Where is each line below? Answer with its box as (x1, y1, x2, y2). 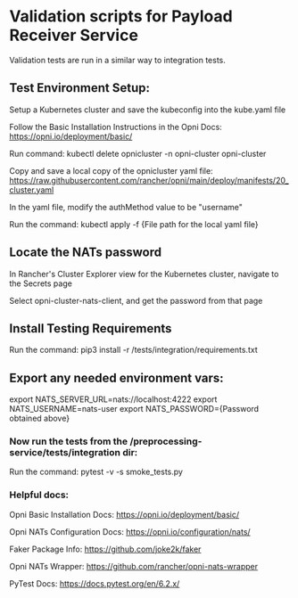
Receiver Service (9, 25, 138, 45)
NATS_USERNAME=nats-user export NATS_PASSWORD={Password (9, 404, 260, 414)
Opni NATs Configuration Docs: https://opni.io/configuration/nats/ (9, 526, 252, 537)
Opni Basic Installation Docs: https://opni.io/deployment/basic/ (9, 509, 240, 520)
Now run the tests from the (9, 435, 128, 447)
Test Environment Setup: (9, 80, 150, 95)
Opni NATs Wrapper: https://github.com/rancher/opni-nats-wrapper (9, 561, 259, 571)
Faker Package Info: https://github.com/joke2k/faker (9, 544, 202, 554)
